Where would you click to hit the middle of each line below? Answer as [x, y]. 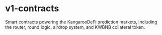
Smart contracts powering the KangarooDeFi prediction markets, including [81, 22]
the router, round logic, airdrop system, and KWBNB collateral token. [75, 27]
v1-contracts [32, 9]
